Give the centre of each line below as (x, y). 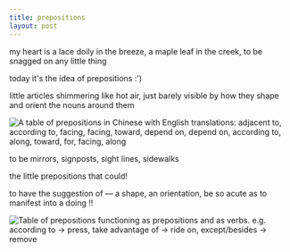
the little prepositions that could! (68, 176)
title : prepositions (48, 17)
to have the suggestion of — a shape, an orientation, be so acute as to (138, 193)
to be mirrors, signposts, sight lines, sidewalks (95, 158)
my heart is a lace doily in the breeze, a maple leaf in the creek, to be (136, 51)
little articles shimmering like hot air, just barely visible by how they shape (144, 96)
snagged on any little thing (58, 61)
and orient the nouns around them (72, 105)
